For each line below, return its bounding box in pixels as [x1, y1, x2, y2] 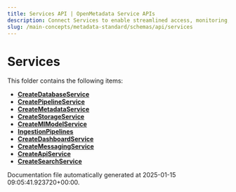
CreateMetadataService [17, 105, 90, 114]
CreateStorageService [17, 113, 85, 121]
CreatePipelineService [17, 97, 86, 106]
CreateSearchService [17, 157, 82, 165]
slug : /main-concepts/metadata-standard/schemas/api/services [7, 23, 193, 30]
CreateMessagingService [17, 142, 95, 151]
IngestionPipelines [17, 128, 74, 136]
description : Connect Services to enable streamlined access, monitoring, [7, 17, 231, 24]
